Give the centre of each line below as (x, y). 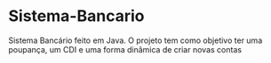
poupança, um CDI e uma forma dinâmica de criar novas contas (125, 49)
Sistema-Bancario (76, 16)
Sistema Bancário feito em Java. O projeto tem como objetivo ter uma (135, 40)
